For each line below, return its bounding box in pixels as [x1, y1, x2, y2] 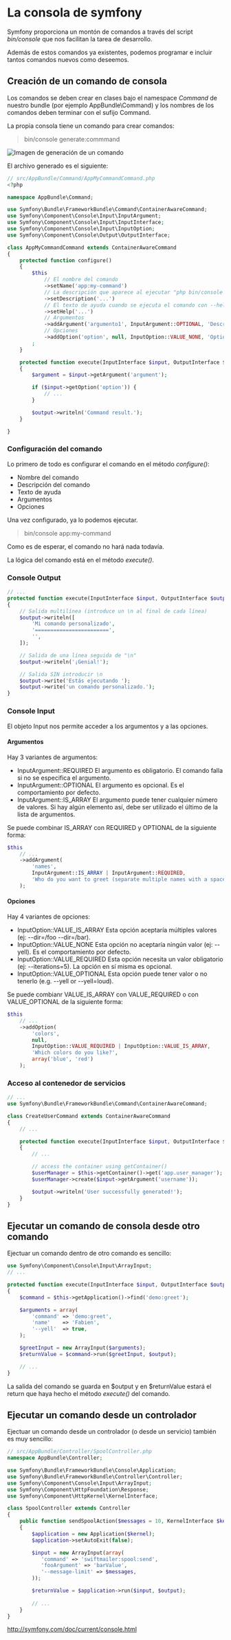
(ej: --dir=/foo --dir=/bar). [16, 933, 91, 941]
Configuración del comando [7, 444, 102, 454]
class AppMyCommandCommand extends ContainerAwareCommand [7, 244, 177, 251]
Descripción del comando [16, 480, 91, 489]
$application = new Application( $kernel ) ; [32, 1530, 155, 1538]
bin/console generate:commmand [23, 135, 120, 143]
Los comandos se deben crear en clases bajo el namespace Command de [7, 94, 218, 102]
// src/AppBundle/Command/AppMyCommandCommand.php [7, 175, 155, 182]
